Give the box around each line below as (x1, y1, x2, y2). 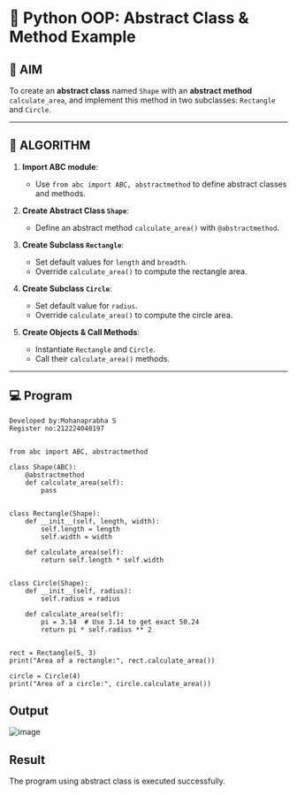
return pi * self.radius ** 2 (41, 625, 152, 634)
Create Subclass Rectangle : (21, 239, 125, 250)
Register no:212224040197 (9, 424, 104, 432)
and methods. (34, 187, 86, 198)
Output (9, 703, 49, 719)
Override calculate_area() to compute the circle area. (34, 310, 233, 320)
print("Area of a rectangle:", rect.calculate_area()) (9, 656, 216, 665)
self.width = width (41, 532, 113, 541)
